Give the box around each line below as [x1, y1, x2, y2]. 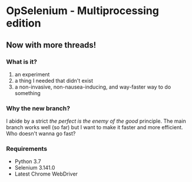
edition [6, 16, 41, 30]
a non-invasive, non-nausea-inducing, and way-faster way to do [14, 83, 171, 90]
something [14, 89, 41, 96]
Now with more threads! [6, 40, 97, 50]
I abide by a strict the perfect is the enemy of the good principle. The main [6, 117, 187, 124]
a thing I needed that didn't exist [14, 77, 93, 84]
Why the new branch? [6, 104, 71, 112]
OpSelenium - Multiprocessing [6, 4, 159, 18]
